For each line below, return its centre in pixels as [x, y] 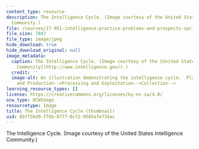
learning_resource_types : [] [42, 89]
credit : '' [25, 72]
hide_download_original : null [44, 50]
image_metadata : [26, 56]
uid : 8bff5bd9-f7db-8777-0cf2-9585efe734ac [61, 116]
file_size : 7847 [26, 34]
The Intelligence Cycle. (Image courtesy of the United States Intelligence [95, 134]
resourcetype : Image [32, 105]
